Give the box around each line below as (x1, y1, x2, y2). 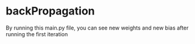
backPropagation (5, 4, 95, 18)
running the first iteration (5, 30, 68, 37)
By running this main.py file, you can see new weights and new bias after (5, 24, 189, 31)
